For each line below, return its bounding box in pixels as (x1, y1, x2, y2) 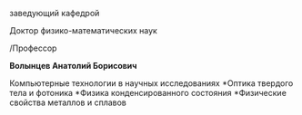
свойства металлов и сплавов (9, 97, 127, 108)
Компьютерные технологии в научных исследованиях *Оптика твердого (9, 78, 294, 89)
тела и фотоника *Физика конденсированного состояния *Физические (9, 88, 287, 98)
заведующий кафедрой (9, 8, 100, 18)
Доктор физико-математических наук (9, 25, 157, 35)
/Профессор (9, 43, 57, 53)
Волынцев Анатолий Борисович (9, 61, 137, 71)
